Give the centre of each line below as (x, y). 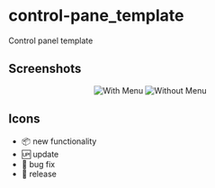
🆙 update (40, 154)
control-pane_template (96, 16)
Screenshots (45, 69)
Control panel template (51, 40)
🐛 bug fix (38, 164)
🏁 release (39, 174)
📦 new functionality (59, 141)
